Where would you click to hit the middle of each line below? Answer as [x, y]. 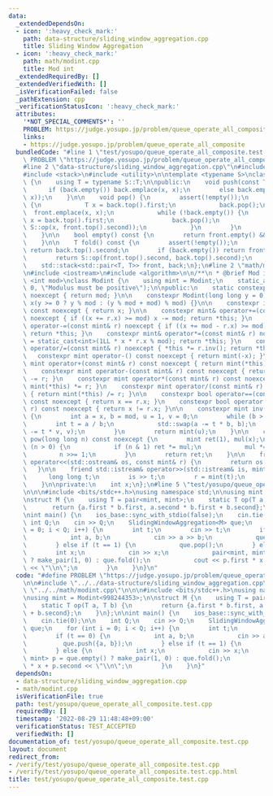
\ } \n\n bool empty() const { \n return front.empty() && [145, 235]
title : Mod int [49, 69]
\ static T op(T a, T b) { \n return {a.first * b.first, [139, 606]
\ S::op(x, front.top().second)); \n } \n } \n [132, 228]
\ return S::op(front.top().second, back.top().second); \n [138, 258]
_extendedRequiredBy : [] [58, 76]
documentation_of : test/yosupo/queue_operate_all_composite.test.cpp [129, 742]
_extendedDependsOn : [50, 24]
